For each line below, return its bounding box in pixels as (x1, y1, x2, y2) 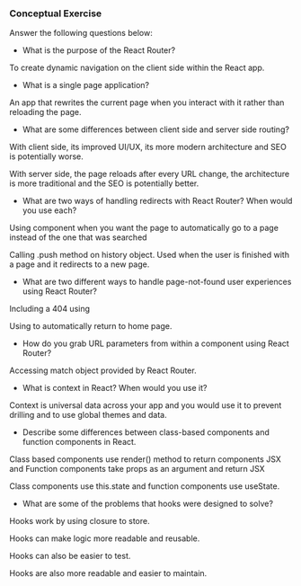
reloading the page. (9, 107, 83, 118)
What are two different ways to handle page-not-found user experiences (22, 277, 292, 288)
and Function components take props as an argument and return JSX (9, 464, 265, 475)
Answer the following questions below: (9, 28, 153, 39)
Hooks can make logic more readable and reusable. (9, 533, 200, 544)
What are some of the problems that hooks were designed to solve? (22, 498, 274, 510)
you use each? (22, 205, 77, 216)
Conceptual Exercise (9, 7, 102, 20)
